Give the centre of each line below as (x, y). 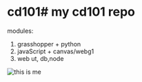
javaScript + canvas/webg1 (55, 51)
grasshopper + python (49, 44)
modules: (20, 31)
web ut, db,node (40, 58)
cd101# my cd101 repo (71, 12)
